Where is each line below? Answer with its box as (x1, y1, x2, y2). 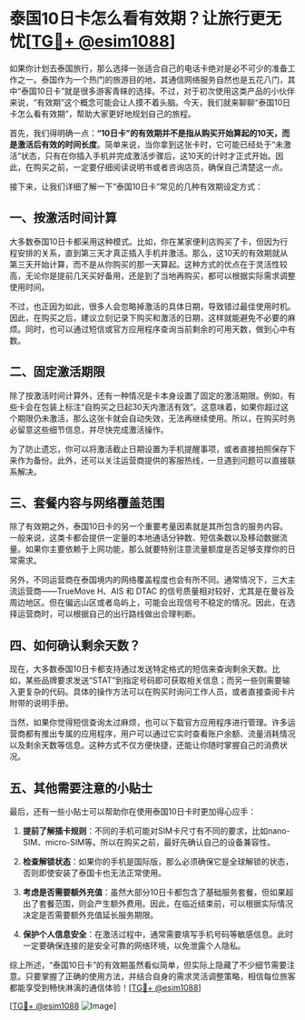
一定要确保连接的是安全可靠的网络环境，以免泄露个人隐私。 (22, 940, 246, 951)
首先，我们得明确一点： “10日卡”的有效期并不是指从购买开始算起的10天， (9, 127, 282, 138)
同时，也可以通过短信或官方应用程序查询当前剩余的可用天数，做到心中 (25, 324, 288, 335)
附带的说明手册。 (9, 697, 74, 709)
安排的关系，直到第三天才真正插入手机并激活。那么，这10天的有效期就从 (16, 247, 289, 258)
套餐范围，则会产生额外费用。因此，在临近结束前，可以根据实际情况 (38, 898, 293, 909)
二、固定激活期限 (9, 365, 105, 380)
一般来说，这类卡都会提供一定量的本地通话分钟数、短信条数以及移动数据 (9, 533, 280, 544)
